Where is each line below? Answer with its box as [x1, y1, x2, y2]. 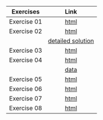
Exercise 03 [9, 47, 43, 54]
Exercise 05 [9, 75, 43, 83]
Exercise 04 [9, 56, 43, 64]
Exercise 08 [9, 104, 43, 112]
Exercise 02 [9, 27, 43, 35]
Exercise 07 [9, 95, 43, 102]
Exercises [11, 8, 40, 15]
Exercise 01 [9, 18, 43, 25]
